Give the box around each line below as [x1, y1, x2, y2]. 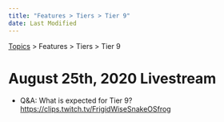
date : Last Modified [8, 19, 78, 27]
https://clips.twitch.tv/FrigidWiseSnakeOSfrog [19, 104, 171, 114]
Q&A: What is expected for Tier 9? [19, 96, 133, 105]
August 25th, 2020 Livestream [8, 69, 217, 87]
